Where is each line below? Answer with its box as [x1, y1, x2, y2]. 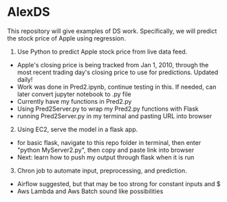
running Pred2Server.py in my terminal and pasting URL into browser [17, 111, 213, 120]
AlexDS [7, 4, 50, 20]
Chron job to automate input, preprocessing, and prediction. [17, 166, 187, 175]
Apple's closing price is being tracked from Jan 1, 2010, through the [17, 60, 209, 69]
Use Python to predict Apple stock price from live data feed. [17, 47, 188, 56]
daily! [17, 75, 33, 83]
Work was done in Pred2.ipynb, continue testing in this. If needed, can [17, 82, 217, 91]
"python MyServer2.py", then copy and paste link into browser [17, 146, 195, 154]
